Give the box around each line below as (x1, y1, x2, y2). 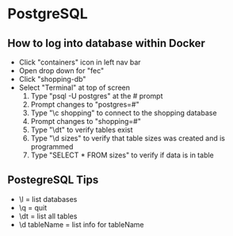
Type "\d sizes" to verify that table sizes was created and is (30, 133, 225, 143)
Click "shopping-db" (18, 75, 86, 83)
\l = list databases (18, 194, 78, 203)
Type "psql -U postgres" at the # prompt (30, 91, 163, 100)
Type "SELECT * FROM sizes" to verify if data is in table (30, 150, 215, 160)
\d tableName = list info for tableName (18, 219, 144, 229)
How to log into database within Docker (7, 37, 205, 50)
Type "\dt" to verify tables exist (30, 125, 133, 134)
